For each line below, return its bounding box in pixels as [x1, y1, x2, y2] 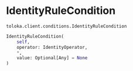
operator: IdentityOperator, [16, 44, 88, 50]
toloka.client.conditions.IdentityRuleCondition [6, 23, 127, 29]
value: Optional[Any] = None [16, 55, 88, 61]
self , [16, 39, 30, 45]
